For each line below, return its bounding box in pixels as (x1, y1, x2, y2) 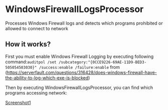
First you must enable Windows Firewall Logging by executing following (5, 53, 154, 59)
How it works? (5, 40, 51, 49)
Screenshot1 (5, 99, 31, 105)
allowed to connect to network (5, 25, 68, 31)
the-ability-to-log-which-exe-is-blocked (5, 74, 89, 81)
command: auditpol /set (5, 59, 57, 65)
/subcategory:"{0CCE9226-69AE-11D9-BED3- (58, 59, 147, 65)
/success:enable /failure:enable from (39, 64, 120, 70)
